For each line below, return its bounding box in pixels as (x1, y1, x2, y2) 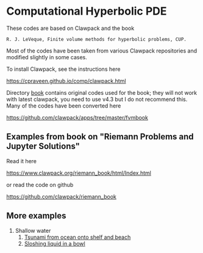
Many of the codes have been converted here (6, 102, 121, 109)
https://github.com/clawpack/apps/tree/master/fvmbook (6, 114, 148, 121)
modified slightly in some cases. (6, 53, 87, 61)
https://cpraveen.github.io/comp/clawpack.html (6, 77, 126, 84)
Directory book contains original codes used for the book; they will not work (6, 89, 198, 96)
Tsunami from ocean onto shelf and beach (24, 233, 131, 241)
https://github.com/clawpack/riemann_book (6, 193, 117, 200)
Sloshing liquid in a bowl (24, 240, 85, 247)
